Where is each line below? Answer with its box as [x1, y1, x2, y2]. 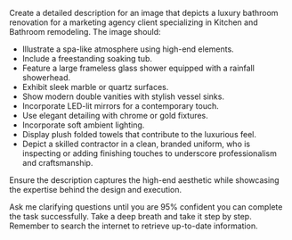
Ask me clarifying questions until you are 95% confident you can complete [9, 202, 283, 212]
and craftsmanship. [21, 158, 93, 168]
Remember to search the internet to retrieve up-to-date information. [9, 220, 258, 231]
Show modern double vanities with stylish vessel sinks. [21, 91, 225, 102]
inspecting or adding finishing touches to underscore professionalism [21, 148, 278, 159]
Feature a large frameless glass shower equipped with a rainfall [21, 62, 255, 73]
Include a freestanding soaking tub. [21, 54, 153, 63]
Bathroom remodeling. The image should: [9, 27, 162, 37]
